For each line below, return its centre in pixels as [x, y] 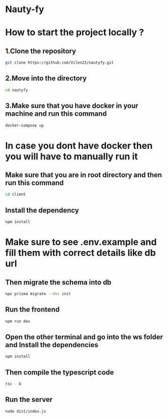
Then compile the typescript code [60, 372]
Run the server [29, 400]
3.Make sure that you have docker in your [72, 106]
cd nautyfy [17, 90]
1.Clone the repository [41, 51]
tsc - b [13, 384]
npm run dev [18, 321]
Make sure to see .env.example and [81, 242]
